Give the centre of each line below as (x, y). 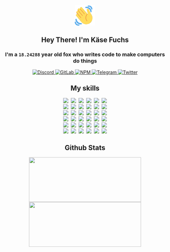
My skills (85, 88)
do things (85, 61)
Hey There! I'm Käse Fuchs (85, 40)
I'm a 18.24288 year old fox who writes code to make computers (85, 55)
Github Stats (85, 148)
